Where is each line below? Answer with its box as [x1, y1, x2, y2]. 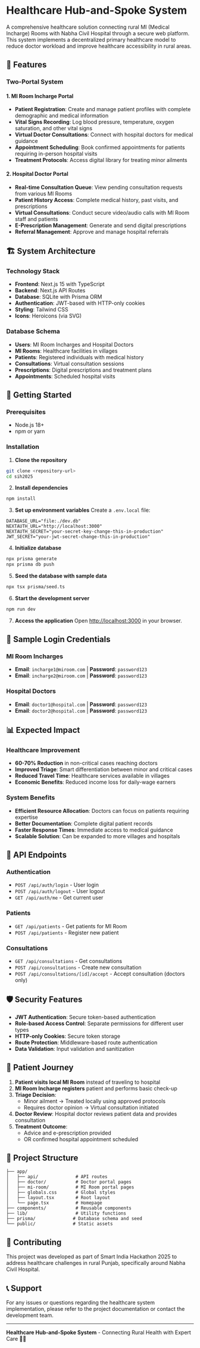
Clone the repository [14, 456, 67, 463]
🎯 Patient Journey [6, 1062, 74, 1073]
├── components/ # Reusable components [6, 1205, 132, 1211]
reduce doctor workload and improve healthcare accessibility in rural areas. [6, 42, 192, 50]
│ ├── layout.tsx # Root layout [6, 1195, 111, 1201]
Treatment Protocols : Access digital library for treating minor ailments [14, 157, 187, 164]
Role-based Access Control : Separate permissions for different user [14, 1020, 184, 1027]
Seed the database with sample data [14, 572, 107, 579]
